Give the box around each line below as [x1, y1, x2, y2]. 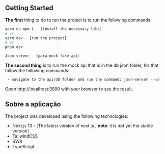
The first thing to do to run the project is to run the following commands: [5, 17, 152, 23]
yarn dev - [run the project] [5, 35, 67, 41]
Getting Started [5, 4, 54, 12]
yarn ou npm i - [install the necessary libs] [5, 26, 102, 31]
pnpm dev [5, 45, 23, 50]
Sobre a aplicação [5, 100, 61, 108]
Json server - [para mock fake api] [5, 53, 80, 58]
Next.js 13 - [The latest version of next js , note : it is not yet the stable [12, 123, 153, 128]
